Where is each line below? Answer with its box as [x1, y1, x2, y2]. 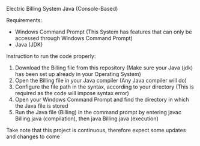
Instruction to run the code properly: [6, 53, 96, 59]
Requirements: [6, 17, 42, 23]
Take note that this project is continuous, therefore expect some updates [6, 127, 186, 133]
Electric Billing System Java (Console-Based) [6, 5, 118, 12]
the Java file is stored [14, 102, 68, 109]
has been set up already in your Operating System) [14, 71, 141, 77]
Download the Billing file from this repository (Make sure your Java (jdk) [14, 64, 193, 71]
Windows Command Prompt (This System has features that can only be [14, 28, 192, 35]
